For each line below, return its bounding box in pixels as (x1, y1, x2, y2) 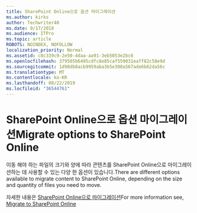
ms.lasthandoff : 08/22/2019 (6, 80, 76, 86)
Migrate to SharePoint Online (6, 200, 77, 207)
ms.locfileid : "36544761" (6, 86, 70, 92)
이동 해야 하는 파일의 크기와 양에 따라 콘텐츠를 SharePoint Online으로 (6, 161, 167, 168)
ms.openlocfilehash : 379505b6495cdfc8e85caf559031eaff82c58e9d (6, 58, 166, 64)
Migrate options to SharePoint (15, 128, 166, 141)
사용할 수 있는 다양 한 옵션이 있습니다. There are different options (28, 168, 180, 175)
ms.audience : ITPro (6, 31, 54, 37)
